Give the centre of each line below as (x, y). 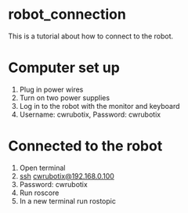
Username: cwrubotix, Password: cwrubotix (90, 114)
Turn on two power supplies (65, 97)
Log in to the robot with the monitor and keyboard (99, 106)
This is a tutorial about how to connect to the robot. (91, 36)
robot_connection (67, 14)
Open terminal (42, 168)
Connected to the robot (85, 146)
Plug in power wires (51, 89)
